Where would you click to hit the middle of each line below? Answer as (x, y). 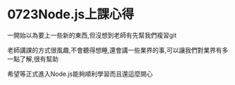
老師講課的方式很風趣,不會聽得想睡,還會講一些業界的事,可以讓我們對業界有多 (118, 50)
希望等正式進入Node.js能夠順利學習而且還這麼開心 (80, 74)
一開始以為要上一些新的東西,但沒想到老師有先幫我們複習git (92, 35)
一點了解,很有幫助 (33, 59)
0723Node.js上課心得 (71, 14)
